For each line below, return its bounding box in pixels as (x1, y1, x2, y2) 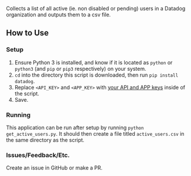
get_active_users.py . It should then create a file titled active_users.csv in (6, 130, 185, 137)
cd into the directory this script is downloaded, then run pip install (14, 71, 179, 78)
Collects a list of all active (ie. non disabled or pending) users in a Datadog (6, 5, 186, 12)
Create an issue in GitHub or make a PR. (6, 164, 103, 171)
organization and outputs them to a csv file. (6, 11, 111, 18)
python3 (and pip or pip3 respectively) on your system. (14, 65, 146, 72)
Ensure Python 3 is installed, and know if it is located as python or (14, 58, 173, 66)
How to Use (6, 28, 49, 38)
